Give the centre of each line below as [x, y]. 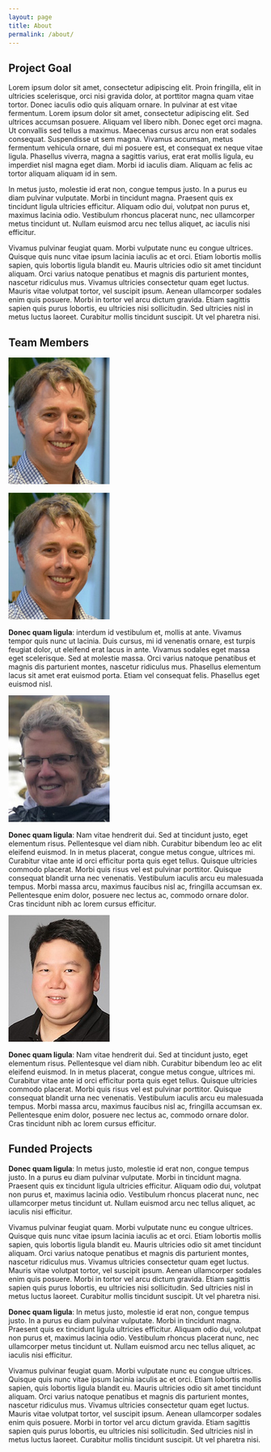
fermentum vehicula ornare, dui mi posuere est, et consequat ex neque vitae [135, 148]
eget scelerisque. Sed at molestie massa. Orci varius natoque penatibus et [132, 658]
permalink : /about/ [41, 34]
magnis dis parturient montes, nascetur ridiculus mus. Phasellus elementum [135, 667]
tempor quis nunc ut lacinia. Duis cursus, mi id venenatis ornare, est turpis [132, 641]
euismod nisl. [30, 684]
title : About [30, 26]
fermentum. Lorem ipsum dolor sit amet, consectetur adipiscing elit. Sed [129, 113]
